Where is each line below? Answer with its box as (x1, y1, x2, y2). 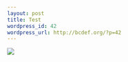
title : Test (7, 16, 41, 23)
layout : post (7, 10, 45, 17)
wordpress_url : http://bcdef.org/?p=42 (7, 29, 122, 36)
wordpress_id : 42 (7, 22, 57, 29)
